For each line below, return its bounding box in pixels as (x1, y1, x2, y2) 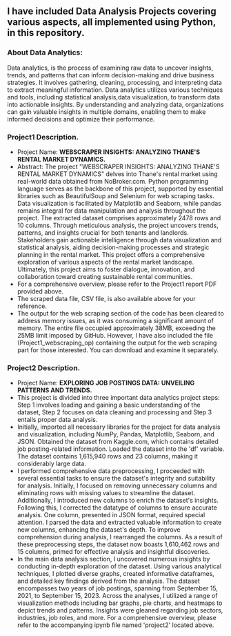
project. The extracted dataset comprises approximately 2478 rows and (17, 213, 221, 222)
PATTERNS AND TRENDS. (17, 386, 92, 394)
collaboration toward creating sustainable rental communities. (17, 272, 193, 280)
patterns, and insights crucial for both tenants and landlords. (17, 228, 189, 237)
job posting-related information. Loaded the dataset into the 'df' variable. (17, 445, 225, 453)
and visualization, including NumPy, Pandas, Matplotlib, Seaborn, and (17, 430, 215, 439)
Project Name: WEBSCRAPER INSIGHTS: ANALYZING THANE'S (17, 148, 201, 156)
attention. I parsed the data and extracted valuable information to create (17, 518, 222, 527)
